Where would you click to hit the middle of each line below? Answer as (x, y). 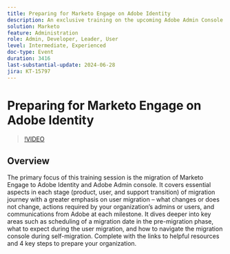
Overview (29, 160)
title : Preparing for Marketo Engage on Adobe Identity (89, 13)
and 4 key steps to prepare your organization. (72, 244)
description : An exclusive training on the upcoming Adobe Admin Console (115, 20)
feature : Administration (43, 33)
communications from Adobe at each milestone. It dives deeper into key (109, 214)
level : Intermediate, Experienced (57, 46)
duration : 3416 (29, 59)
